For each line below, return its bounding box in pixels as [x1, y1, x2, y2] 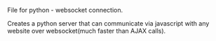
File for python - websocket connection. [7, 6, 123, 14]
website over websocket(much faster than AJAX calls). [7, 27, 166, 35]
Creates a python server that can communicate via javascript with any [7, 19, 210, 27]
